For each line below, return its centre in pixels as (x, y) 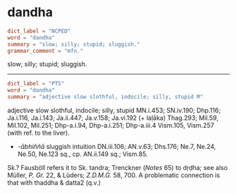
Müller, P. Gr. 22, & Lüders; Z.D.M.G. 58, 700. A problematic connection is (114, 175)
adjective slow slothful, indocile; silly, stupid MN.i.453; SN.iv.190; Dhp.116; (114, 111)
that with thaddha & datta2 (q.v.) (54, 183)
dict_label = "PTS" (36, 84)
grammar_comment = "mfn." (45, 51)
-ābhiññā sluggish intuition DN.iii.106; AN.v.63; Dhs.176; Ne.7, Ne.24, (117, 147)
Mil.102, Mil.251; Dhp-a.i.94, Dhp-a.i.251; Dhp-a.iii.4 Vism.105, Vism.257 (111, 126)
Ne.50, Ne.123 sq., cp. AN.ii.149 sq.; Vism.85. (83, 154)
